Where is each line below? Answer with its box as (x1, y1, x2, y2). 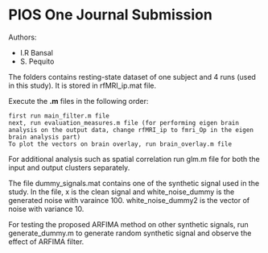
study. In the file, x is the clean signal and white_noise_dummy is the (8, 187, 235, 197)
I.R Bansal (19, 48, 54, 57)
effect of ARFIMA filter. (8, 236, 85, 247)
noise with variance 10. (8, 204, 85, 214)
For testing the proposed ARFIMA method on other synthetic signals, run (8, 219, 249, 229)
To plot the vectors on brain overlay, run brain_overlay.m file (8, 139, 232, 148)
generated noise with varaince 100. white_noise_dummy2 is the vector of (8, 195, 250, 205)
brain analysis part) (8, 133, 81, 141)
